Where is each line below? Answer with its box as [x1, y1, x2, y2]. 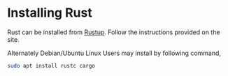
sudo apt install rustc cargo [7, 62, 96, 69]
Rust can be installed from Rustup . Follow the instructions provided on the [7, 28, 220, 36]
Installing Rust [7, 5, 92, 21]
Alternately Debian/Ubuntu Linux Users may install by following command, [7, 49, 222, 57]
